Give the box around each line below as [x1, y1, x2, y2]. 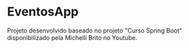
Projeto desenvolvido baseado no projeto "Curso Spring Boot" [7, 26, 183, 34]
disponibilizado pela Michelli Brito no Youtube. [7, 33, 138, 41]
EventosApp [7, 4, 79, 20]
